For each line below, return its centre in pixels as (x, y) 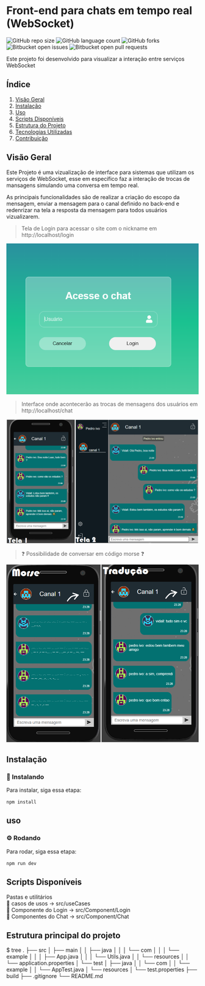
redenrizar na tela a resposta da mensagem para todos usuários (87, 210)
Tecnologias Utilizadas (44, 131)
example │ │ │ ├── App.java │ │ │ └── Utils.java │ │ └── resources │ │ (98, 957)
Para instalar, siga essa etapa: (44, 790)
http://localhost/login (48, 235)
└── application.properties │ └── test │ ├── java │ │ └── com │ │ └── (98, 963)
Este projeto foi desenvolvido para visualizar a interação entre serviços (95, 59)
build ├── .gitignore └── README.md (55, 976)
